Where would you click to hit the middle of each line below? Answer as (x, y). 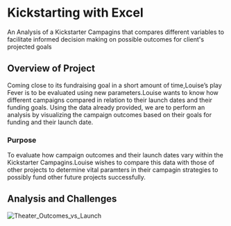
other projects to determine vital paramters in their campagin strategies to (113, 170)
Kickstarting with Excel (75, 13)
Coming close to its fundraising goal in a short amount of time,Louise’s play (114, 85)
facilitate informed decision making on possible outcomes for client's (106, 39)
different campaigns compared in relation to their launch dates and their (110, 100)
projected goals (29, 46)
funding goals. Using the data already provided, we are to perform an (106, 107)
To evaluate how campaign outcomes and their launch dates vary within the (115, 155)
